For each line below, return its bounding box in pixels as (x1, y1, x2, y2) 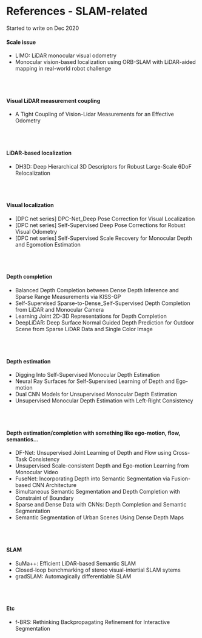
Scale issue (6, 38, 36, 46)
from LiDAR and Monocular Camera (15, 306, 104, 313)
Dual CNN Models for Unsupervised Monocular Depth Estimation (15, 391, 178, 398)
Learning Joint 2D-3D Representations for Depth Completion (15, 312, 167, 320)
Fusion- (171, 475, 191, 482)
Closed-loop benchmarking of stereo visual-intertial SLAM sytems (15, 566, 181, 573)
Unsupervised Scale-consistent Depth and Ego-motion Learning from (15, 462, 189, 469)
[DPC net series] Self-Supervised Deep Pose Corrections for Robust (15, 221, 186, 229)
